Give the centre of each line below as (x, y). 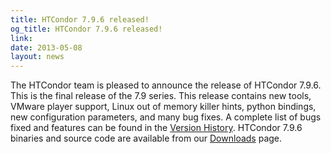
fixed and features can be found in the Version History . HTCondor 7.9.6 (156, 128)
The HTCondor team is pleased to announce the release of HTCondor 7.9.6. (166, 85)
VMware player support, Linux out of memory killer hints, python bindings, (163, 107)
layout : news (37, 57)
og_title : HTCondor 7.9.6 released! (86, 29)
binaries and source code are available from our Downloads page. (146, 138)
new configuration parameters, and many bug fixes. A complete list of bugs (166, 117)
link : (21, 38)
